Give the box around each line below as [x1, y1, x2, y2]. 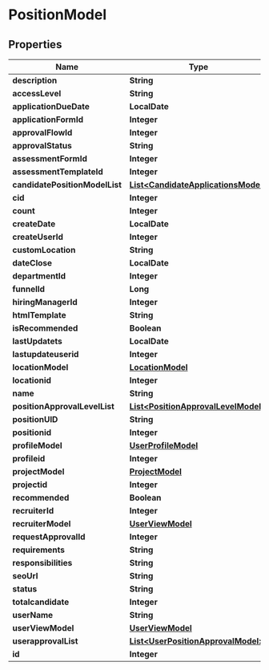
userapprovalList [12, 635, 78, 647]
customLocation [12, 245, 76, 255]
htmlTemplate [12, 310, 66, 320]
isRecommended [12, 323, 78, 334]
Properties [8, 38, 62, 51]
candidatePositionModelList [12, 179, 122, 190]
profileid [12, 453, 46, 464]
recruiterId [12, 506, 54, 516]
